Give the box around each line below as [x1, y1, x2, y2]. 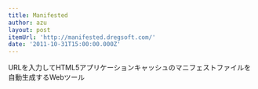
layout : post [8, 26, 51, 34]
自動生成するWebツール [8, 73, 85, 82]
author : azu [8, 19, 47, 27]
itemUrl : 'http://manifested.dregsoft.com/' [8, 33, 156, 41]
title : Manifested [8, 11, 68, 20]
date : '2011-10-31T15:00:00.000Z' [8, 41, 122, 48]
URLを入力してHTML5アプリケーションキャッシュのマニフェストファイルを [8, 63, 251, 73]
